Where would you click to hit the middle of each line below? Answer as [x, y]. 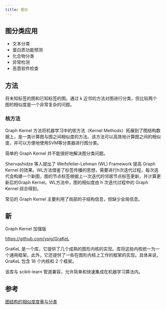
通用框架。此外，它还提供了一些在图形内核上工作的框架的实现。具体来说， [85, 255]
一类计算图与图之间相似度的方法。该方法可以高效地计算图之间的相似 [91, 136]
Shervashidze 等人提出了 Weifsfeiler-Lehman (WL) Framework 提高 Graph [80, 164]
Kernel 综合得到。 [23, 188]
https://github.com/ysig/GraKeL [37, 239]
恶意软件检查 [25, 68]
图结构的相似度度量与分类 [31, 302]
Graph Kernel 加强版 [26, 229]
